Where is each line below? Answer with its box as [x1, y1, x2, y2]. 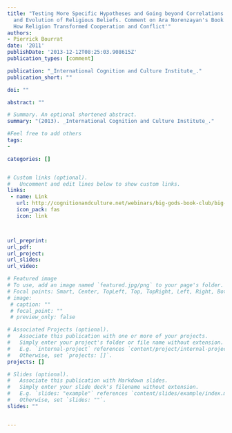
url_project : [7, 250, 45, 257]
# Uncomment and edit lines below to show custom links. [7, 180, 181, 187]
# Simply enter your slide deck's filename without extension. [7, 384, 199, 391]
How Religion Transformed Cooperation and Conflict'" [13, 23, 171, 30]
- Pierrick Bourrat [7, 36, 64, 43]
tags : [7, 137, 23, 144]
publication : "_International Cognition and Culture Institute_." [7, 67, 202, 75]
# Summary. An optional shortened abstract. [7, 111, 137, 118]
